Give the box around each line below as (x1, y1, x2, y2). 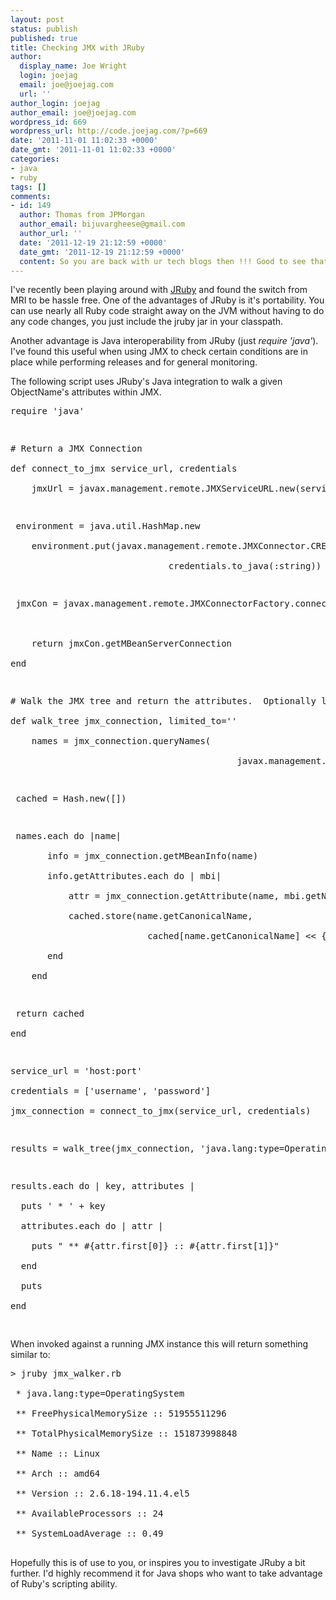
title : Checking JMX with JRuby (10, 42, 145, 53)
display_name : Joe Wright (19, 61, 128, 71)
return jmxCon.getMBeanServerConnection (31, 638, 233, 650)
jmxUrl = (31, 483, 75, 495)
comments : (10, 191, 52, 201)
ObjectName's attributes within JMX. (10, 386, 162, 398)
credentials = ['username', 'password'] (10, 1086, 212, 1097)
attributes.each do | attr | (20, 1221, 164, 1232)
